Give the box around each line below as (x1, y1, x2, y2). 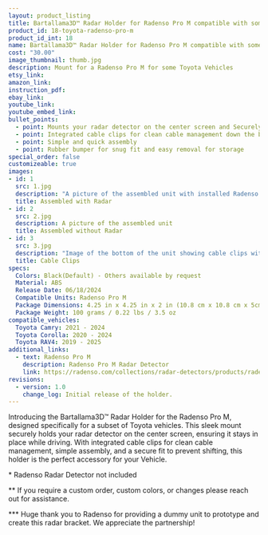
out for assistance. (8, 494, 69, 504)
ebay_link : (8, 93, 45, 101)
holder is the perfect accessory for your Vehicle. (8, 454, 167, 464)
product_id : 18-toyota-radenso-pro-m (8, 26, 134, 34)
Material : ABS (15, 279, 62, 287)
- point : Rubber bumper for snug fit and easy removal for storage (15, 145, 245, 153)
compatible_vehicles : (8, 316, 81, 324)
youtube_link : (8, 101, 56, 109)
